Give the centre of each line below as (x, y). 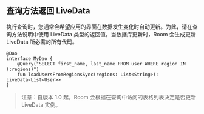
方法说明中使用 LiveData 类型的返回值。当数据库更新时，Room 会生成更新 (104, 34)
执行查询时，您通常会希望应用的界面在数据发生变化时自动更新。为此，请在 (99, 27)
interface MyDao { (29, 59)
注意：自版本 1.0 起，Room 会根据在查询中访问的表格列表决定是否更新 (108, 97)
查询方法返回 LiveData (48, 11)
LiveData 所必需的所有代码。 (42, 42)
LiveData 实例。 (41, 104)
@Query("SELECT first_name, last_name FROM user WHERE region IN (102, 64)
